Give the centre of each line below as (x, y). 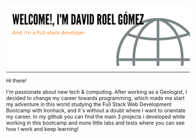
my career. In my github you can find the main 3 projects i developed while (96, 116)
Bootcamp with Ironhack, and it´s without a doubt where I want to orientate (96, 110)
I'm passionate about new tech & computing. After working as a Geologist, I (97, 92)
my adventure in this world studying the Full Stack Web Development (89, 104)
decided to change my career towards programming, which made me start (95, 98)
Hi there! (16, 81)
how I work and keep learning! (42, 129)
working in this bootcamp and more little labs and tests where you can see (95, 123)
